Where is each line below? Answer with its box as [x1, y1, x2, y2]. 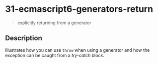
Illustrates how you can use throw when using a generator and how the [5, 47, 150, 53]
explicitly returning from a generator [17, 20, 91, 26]
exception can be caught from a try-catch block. [5, 52, 104, 58]
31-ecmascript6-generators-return [5, 3, 153, 15]
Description [5, 34, 42, 42]
